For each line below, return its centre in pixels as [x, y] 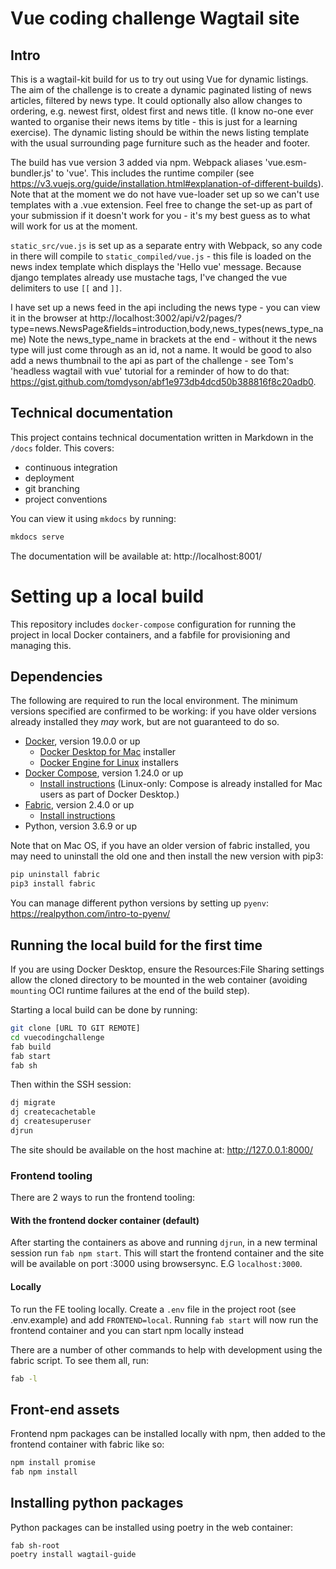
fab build [31, 1047]
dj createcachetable [53, 1112]
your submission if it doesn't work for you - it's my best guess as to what [160, 215]
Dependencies [56, 677]
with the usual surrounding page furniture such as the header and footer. [160, 143]
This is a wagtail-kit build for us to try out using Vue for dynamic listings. [159, 79]
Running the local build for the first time [136, 945]
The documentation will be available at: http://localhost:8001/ [136, 556]
